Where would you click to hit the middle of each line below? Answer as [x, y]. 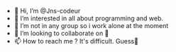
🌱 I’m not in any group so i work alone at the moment [91, 26]
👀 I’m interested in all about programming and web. [89, 18]
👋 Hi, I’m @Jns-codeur [47, 11]
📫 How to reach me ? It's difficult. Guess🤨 [76, 41]
